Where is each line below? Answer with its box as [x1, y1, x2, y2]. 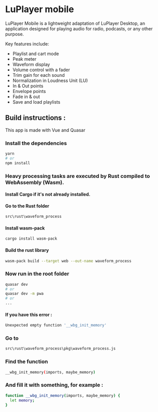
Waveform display [12, 61, 50, 67]
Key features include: [5, 40, 49, 47]
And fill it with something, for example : [5, 382, 103, 389]
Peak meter [12, 56, 37, 62]
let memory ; [10, 398, 35, 403]
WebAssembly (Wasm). [5, 178, 64, 186]
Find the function [5, 358, 48, 365]
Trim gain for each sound [12, 72, 65, 78]
